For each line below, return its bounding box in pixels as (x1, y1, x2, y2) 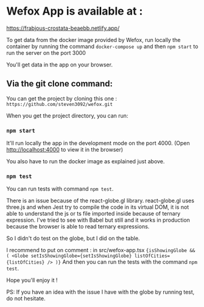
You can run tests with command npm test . (6, 185, 114, 192)
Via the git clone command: (6, 79, 113, 89)
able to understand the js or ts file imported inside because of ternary (6, 210, 181, 217)
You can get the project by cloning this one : (6, 94, 118, 102)
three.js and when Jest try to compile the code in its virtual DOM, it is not (6, 203, 189, 211)
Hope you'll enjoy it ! (6, 277, 58, 284)
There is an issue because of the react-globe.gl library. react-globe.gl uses (6, 197, 195, 205)
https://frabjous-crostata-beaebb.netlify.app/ (6, 24, 120, 32)
